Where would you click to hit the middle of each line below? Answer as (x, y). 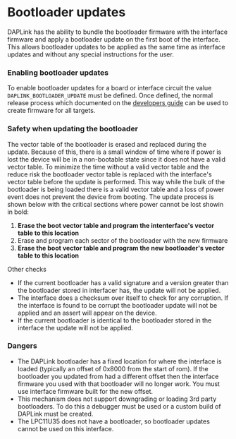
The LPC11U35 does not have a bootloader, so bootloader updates (113, 421)
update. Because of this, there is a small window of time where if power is (114, 152)
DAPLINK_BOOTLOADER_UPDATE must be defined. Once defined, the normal (110, 95)
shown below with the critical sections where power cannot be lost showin (116, 204)
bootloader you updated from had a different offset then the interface (118, 376)
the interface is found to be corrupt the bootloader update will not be (117, 305)
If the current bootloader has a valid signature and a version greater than (123, 282)
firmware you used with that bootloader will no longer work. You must (119, 384)
